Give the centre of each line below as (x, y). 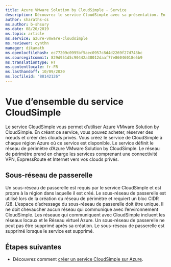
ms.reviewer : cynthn (27, 43)
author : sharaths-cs (27, 19)
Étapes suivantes (33, 247)
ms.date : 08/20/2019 (27, 29)
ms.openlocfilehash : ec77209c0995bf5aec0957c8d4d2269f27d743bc (74, 53)
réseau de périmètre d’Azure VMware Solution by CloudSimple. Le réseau (82, 148)
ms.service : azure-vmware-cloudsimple (46, 39)
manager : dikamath (25, 48)
